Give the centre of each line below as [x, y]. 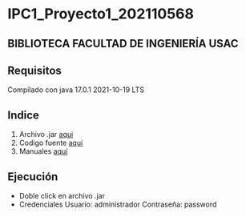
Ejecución [33, 177]
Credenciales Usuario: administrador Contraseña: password [118, 204]
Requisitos [34, 70]
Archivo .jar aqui [46, 135]
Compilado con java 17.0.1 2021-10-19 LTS [76, 90]
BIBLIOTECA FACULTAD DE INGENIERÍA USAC [123, 44]
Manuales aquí [43, 151]
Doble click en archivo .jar [62, 196]
